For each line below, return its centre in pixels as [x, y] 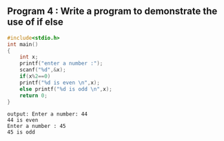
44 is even [23, 120]
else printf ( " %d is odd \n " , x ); [66, 89]
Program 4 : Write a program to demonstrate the [112, 11]
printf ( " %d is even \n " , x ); [60, 83]
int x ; [29, 57]
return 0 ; [34, 96]
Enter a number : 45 [37, 127]
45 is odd [21, 132]
